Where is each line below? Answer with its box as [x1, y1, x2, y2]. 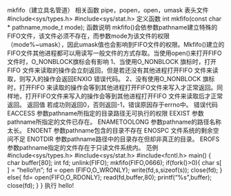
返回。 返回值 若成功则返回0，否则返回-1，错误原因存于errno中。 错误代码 [7, 100, 219, 109]
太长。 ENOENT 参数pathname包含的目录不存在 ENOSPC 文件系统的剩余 [7, 127, 214, 134]
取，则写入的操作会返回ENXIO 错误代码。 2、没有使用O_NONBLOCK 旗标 [7, 75, 215, 83]
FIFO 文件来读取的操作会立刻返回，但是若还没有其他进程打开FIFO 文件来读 [7, 66, 219, 74]
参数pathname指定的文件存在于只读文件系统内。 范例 [7, 144, 159, 151]
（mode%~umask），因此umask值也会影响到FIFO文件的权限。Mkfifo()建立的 [7, 41, 225, 48]
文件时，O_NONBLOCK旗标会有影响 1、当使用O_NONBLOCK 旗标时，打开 [7, 58, 217, 65]
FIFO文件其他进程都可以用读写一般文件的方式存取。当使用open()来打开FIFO [7, 49, 222, 57]
